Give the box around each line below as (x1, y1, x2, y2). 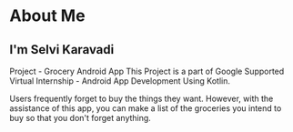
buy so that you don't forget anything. (9, 113, 152, 123)
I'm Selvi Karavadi (9, 42, 115, 57)
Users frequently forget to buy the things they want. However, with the (9, 93, 274, 104)
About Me (9, 5, 86, 26)
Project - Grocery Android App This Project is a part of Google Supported (9, 66, 285, 76)
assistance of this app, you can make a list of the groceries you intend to (9, 103, 282, 114)
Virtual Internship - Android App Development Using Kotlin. (9, 76, 230, 86)
